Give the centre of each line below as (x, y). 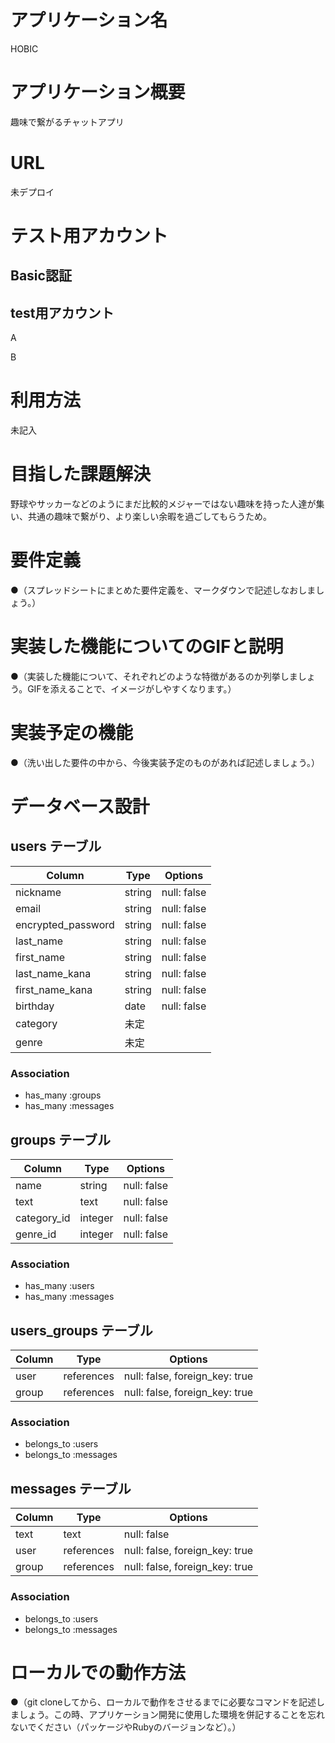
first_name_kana (54, 989)
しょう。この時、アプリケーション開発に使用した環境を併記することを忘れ (171, 1715)
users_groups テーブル (81, 1330)
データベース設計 (80, 807)
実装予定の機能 (72, 733)
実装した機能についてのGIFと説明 (147, 647)
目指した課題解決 (81, 474)
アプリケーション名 (89, 20)
